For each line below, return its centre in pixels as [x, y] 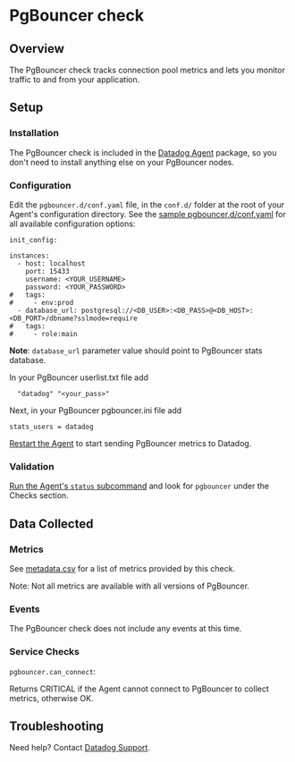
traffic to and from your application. [75, 80]
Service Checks [45, 652]
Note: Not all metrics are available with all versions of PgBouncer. [130, 586]
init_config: [34, 240]
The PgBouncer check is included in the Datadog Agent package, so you [143, 152]
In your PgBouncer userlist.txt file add [79, 377]
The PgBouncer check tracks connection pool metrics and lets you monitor [147, 70]
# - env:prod [42, 302]
